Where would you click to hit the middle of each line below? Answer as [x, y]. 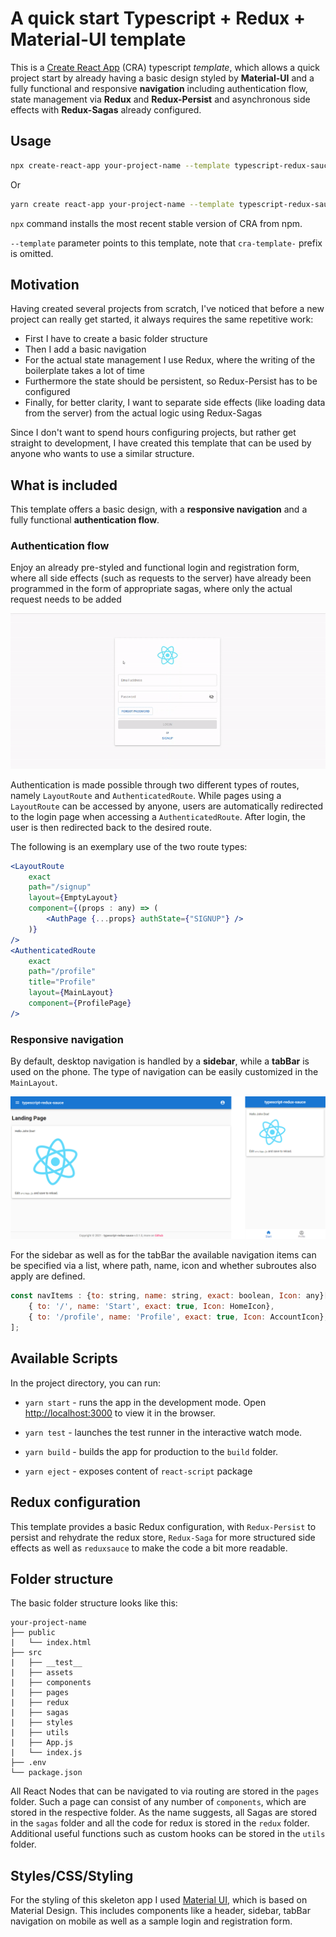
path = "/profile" [62, 972]
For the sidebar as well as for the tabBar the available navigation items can [163, 1255]
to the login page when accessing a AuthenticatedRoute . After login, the [158, 816]
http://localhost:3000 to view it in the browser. [120, 1413]
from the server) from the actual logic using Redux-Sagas [143, 413]
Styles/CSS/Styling [72, 1875]
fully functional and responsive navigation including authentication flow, [159, 88]
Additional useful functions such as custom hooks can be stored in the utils [168, 1834]
